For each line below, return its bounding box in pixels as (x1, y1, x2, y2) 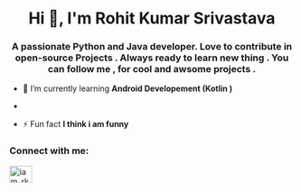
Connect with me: (9, 144, 89, 157)
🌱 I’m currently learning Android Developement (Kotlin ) (22, 83, 233, 94)
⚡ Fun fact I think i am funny (22, 119, 129, 130)
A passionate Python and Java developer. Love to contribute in (11, 41, 293, 53)
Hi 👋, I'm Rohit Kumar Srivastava (28, 8, 276, 29)
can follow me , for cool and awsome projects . (48, 63, 256, 76)
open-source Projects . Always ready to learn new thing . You (14, 51, 289, 64)
